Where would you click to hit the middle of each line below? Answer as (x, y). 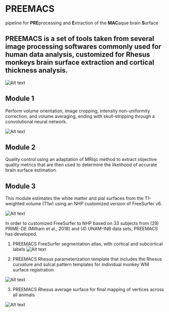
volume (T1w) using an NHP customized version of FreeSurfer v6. (94, 204)
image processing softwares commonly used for (83, 47)
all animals (24, 295)
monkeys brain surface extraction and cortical (80, 63)
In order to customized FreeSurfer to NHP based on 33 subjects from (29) (82, 223)
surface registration (33, 270)
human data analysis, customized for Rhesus (78, 54)
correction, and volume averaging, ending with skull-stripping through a (80, 116)
